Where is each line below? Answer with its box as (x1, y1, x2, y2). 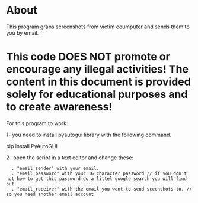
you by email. (6, 29, 39, 36)
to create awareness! (6, 100, 113, 114)
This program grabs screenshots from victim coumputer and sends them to (6, 23, 190, 30)
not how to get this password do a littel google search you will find (6, 175, 187, 182)
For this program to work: (6, 119, 68, 127)
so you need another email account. (6, 191, 97, 197)
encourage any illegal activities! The (6, 63, 189, 76)
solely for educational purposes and (6, 88, 188, 101)
